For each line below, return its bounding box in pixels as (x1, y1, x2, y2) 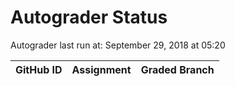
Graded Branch (140, 62, 215, 76)
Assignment (71, 62, 132, 76)
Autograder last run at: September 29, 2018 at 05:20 (10, 39, 226, 51)
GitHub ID (15, 62, 63, 76)
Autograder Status (10, 6, 168, 29)
